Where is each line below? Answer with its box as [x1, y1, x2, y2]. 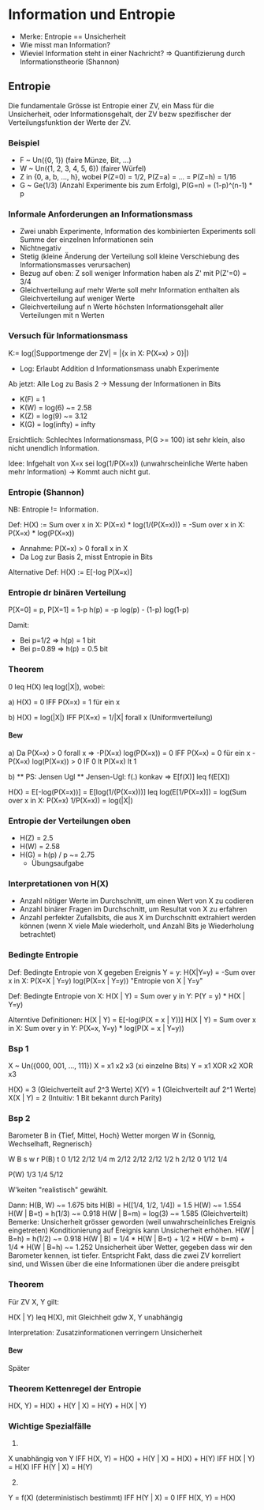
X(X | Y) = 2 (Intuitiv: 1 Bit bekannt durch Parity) [8, 1093, 162, 1102]
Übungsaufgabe [31, 859, 84, 868]
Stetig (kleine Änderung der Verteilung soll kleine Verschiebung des [19, 251, 240, 262]
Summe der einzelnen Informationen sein [19, 235, 154, 244]
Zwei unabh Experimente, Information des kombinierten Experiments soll [19, 227, 256, 236]
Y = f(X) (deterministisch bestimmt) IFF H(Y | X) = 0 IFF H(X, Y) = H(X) [8, 1493, 236, 1503]
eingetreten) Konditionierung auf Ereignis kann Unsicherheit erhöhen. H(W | [8, 1225, 255, 1235]
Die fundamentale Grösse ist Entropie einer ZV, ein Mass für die [8, 100, 214, 110]
